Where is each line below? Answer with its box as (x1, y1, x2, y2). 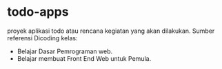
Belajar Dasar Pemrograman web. (17, 47, 113, 55)
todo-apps (7, 4, 69, 20)
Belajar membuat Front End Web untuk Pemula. (17, 54, 152, 62)
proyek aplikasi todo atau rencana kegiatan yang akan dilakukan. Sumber (7, 27, 215, 35)
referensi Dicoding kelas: (7, 33, 78, 42)
